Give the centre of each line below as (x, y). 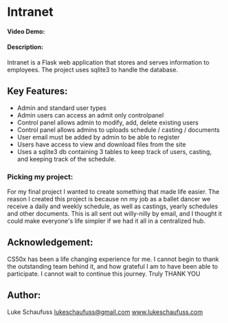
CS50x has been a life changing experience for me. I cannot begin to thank (113, 259)
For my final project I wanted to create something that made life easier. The (113, 192)
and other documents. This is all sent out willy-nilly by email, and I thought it (115, 214)
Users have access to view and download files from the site (102, 144)
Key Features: (37, 91)
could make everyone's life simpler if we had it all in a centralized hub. (106, 221)
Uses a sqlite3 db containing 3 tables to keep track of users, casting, (114, 151)
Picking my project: (40, 177)
